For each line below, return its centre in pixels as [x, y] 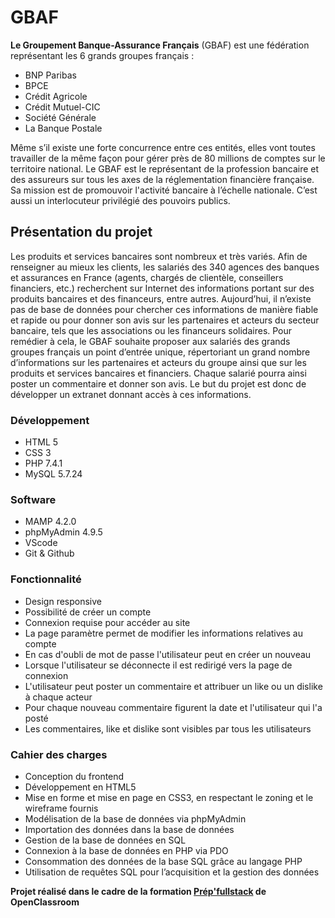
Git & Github [49, 553]
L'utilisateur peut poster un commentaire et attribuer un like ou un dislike [173, 686]
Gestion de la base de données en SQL [105, 840]
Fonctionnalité [46, 579]
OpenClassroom [45, 902]
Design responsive [63, 601]
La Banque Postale [63, 128]
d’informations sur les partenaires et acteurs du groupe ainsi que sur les [158, 362]
